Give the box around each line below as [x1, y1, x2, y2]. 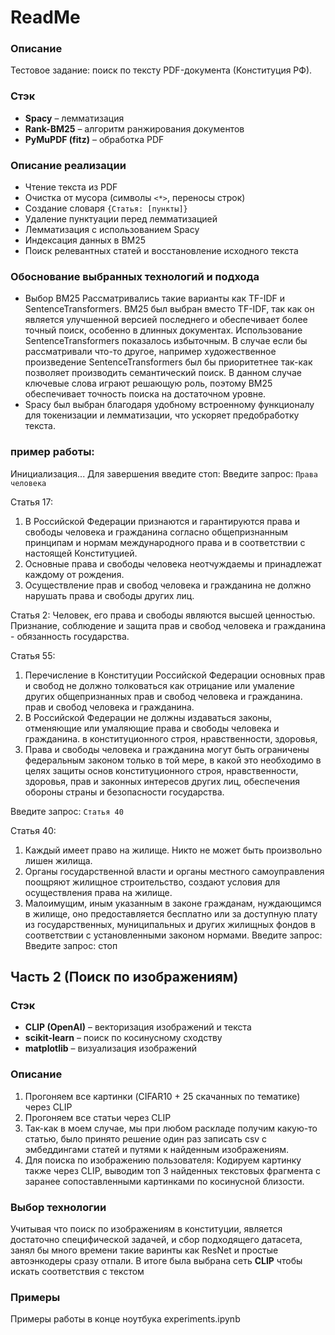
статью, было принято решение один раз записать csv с [24, 1132, 268, 1145]
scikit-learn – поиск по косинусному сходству [24, 1032, 223, 1044]
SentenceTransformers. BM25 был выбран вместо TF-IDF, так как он [24, 303, 315, 315]
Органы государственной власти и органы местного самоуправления [24, 865, 325, 877]
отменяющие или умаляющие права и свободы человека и [24, 722, 280, 734]
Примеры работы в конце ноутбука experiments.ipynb [10, 1313, 241, 1325]
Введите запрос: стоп [24, 939, 118, 951]
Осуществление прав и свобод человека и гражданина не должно [24, 579, 312, 591]
